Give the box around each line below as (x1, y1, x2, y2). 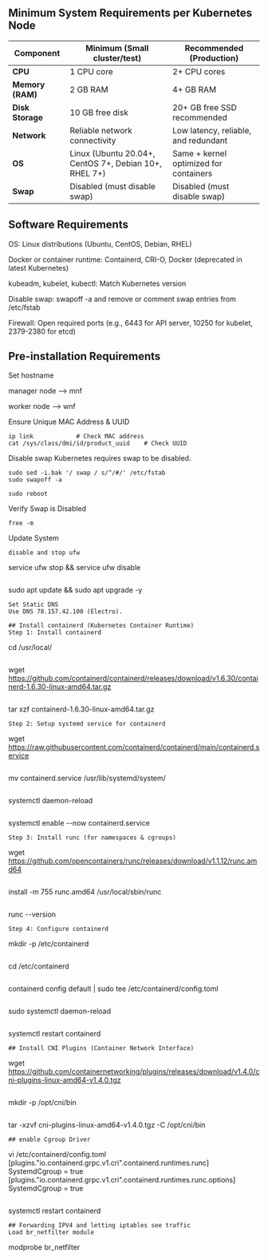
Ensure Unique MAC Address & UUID (8, 417, 130, 426)
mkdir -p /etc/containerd (8, 939, 89, 949)
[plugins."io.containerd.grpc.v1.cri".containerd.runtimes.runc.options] (8, 1175, 236, 1185)
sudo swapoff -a (8, 476, 62, 484)
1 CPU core (69, 65, 113, 77)
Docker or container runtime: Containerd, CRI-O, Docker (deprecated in (8, 255, 242, 264)
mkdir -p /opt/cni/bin (8, 1098, 77, 1107)
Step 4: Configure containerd (8, 925, 109, 933)
